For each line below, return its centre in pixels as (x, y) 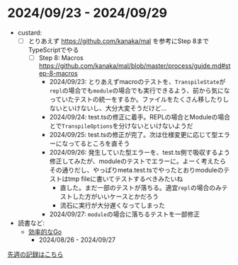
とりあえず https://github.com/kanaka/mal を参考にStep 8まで (118, 41)
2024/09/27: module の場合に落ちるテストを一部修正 (125, 214)
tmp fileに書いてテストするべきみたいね (126, 179)
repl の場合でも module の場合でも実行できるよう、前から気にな (140, 90)
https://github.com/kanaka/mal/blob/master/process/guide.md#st (135, 66)
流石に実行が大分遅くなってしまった (112, 206)
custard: (30, 33)
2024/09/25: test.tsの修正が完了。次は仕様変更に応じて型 (134, 135)
